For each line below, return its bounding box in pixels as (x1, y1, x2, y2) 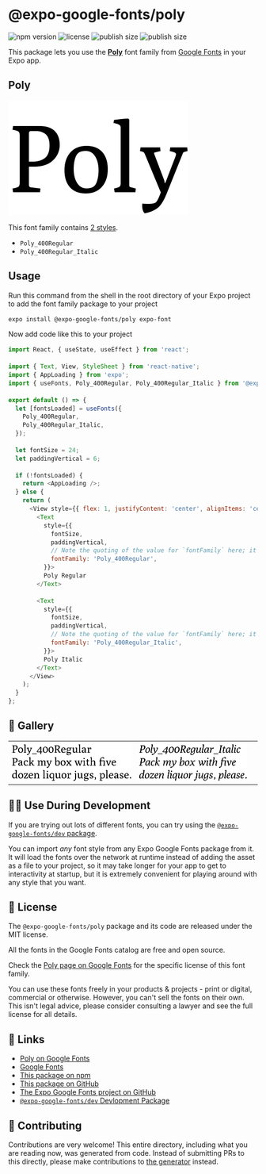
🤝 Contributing (8, 1118, 82, 1132)
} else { (15, 488, 44, 497)
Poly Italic (43, 655, 83, 663)
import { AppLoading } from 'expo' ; (8, 371, 129, 379)
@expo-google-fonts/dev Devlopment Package (19, 1096, 170, 1106)
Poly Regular (43, 572, 87, 580)
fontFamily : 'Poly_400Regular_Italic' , (50, 639, 182, 647)
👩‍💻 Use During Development (8, 799, 151, 812)
